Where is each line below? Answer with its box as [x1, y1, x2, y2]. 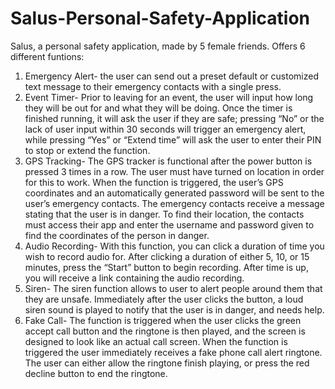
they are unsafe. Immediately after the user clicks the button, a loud [24, 293, 304, 305]
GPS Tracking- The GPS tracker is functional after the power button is [24, 155, 313, 167]
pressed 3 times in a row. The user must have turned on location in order [24, 165, 325, 177]
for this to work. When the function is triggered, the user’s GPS [24, 176, 284, 188]
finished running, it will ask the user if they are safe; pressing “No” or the [24, 112, 325, 124]
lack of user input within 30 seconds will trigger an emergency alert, [24, 123, 307, 135]
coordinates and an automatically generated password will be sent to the [24, 187, 325, 199]
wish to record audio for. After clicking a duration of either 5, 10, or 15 [24, 250, 310, 262]
